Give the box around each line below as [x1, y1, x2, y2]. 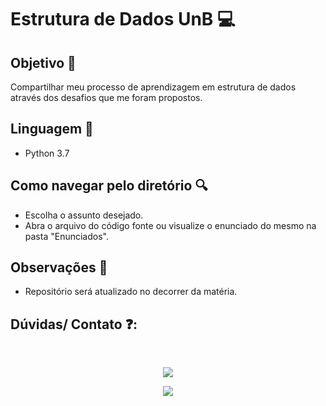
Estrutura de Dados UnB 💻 [10, 8, 236, 31]
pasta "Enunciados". [24, 230, 109, 242]
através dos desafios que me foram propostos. [10, 92, 203, 103]
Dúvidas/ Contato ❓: [10, 316, 138, 333]
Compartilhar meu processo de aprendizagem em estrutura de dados [10, 81, 297, 93]
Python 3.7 [24, 147, 70, 159]
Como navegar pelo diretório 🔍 [10, 177, 208, 195]
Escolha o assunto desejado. [24, 209, 144, 221]
